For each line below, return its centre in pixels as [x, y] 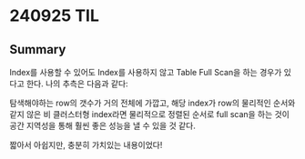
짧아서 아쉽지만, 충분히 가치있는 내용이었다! [86, 145]
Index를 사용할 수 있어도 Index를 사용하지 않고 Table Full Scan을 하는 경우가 [146, 72]
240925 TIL [55, 16]
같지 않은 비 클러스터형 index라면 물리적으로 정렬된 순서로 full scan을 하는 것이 [149, 114]
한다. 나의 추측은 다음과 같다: [77, 84]
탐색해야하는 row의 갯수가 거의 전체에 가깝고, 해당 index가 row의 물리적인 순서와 [152, 103]
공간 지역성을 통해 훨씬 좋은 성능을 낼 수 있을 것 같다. [102, 125]
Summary [38, 50]
